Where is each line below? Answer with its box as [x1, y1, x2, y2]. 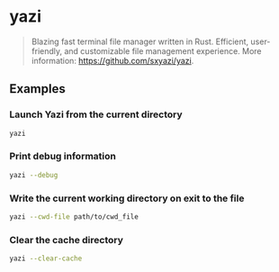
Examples [9, 81, 66, 96]
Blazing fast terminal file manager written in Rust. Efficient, [31, 36, 249, 47]
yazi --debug [9, 170, 58, 179]
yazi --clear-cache [9, 254, 83, 263]
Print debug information [9, 150, 117, 163]
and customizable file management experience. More [64, 45, 263, 56]
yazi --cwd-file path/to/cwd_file [9, 212, 139, 222]
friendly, [31, 45, 63, 56]
